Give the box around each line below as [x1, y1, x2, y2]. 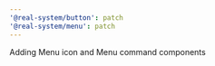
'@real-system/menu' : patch [9, 22, 116, 31]
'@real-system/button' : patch [9, 13, 124, 23]
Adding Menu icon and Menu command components [9, 46, 206, 57]
